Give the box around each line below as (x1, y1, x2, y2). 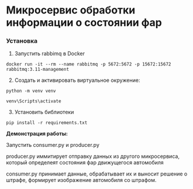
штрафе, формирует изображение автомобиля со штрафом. (6, 177, 157, 184)
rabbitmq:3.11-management (6, 67, 69, 73)
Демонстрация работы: (6, 130, 68, 138)
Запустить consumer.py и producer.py (6, 142, 99, 149)
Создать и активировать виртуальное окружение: (14, 77, 140, 84)
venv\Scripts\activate (6, 98, 61, 104)
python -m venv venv (6, 88, 57, 94)
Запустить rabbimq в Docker (14, 50, 85, 57)
